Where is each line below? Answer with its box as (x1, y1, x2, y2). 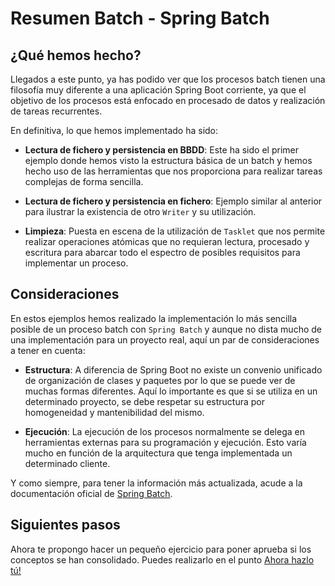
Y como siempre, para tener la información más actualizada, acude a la (10, 477, 303, 489)
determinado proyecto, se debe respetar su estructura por (24, 395, 265, 407)
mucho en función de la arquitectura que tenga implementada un (24, 447, 293, 459)
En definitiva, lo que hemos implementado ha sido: (10, 125, 219, 136)
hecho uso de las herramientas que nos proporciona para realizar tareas (24, 165, 323, 177)
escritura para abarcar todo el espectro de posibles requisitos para (24, 247, 301, 258)
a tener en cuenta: (10, 344, 86, 356)
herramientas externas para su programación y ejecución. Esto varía (24, 436, 307, 448)
